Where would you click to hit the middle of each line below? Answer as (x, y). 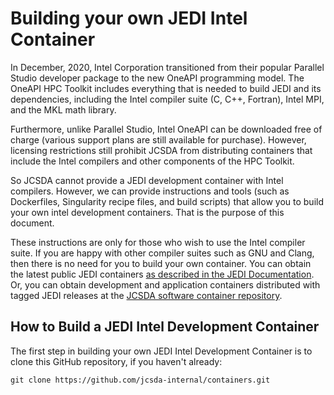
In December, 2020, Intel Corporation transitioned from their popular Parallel (167, 67)
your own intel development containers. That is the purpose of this (147, 212)
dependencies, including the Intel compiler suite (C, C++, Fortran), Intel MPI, (167, 99)
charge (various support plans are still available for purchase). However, (158, 139)
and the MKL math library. (63, 109)
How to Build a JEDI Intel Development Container (165, 327)
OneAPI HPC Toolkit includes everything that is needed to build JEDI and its (166, 88)
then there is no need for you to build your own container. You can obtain (161, 263)
